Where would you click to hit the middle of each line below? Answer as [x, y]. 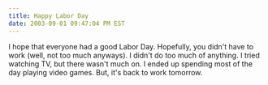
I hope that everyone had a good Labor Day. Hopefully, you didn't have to [131, 46]
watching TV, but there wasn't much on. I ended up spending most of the [131, 64]
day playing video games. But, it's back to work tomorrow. [106, 72]
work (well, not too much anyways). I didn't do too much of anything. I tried [134, 55]
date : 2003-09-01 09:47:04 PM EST [67, 23]
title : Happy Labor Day [49, 16]
